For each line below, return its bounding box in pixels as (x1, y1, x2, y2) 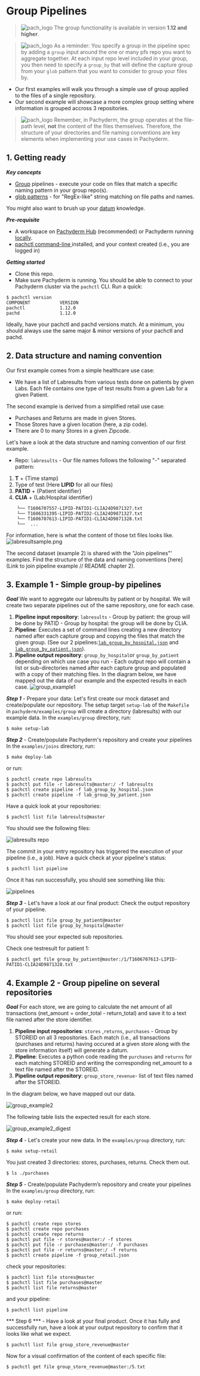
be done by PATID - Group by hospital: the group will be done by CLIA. (14, 620, 189, 627)
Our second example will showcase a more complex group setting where (14, 98, 194, 105)
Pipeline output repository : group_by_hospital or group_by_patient (14, 651, 179, 659)
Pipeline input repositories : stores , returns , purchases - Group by (14, 1028, 178, 1035)
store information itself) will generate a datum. (14, 1047, 128, 1054)
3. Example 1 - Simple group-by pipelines (6, 580, 162, 590)
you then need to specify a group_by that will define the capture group (20, 61, 193, 68)
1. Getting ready (6, 153, 66, 163)
